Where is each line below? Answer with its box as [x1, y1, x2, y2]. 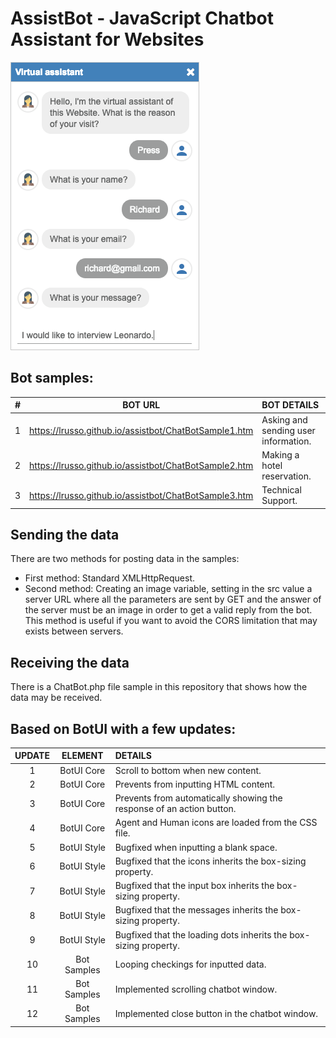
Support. [261, 495, 298, 506]
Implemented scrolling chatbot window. [114, 983, 278, 995]
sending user [261, 424, 316, 436]
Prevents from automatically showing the [114, 792, 283, 804]
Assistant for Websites [10, 28, 205, 51]
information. [261, 435, 312, 447]
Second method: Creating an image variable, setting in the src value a [24, 583, 313, 595]
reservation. [261, 470, 312, 482]
